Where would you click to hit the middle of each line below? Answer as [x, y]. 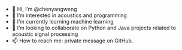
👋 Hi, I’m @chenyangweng [44, 9]
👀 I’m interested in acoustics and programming [69, 15]
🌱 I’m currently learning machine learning [63, 21]
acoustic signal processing [45, 34]
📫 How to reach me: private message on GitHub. [72, 41]
